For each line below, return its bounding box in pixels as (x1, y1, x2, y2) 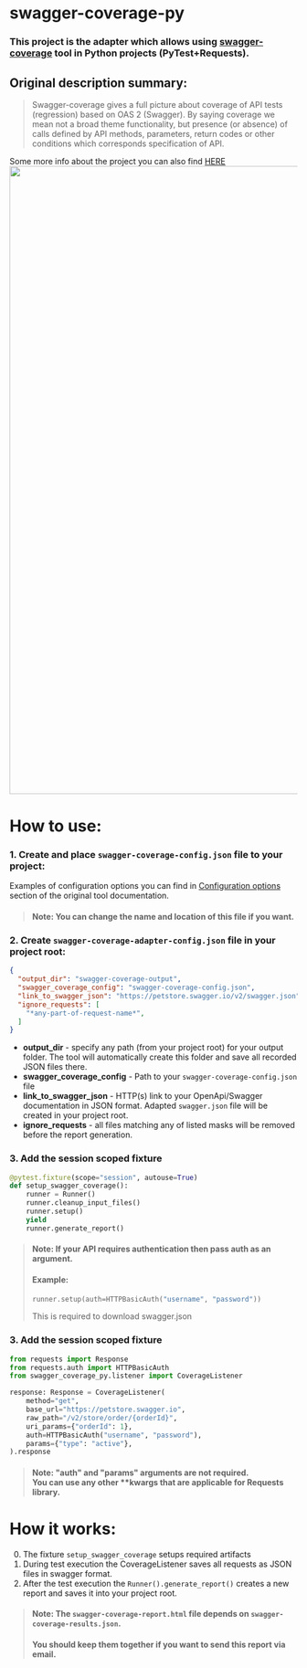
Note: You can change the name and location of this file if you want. (31, 912, 294, 922)
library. (31, 1486, 61, 1497)
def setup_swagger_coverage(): (9, 1181, 129, 1190)
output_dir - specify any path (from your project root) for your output (22, 1042, 284, 1053)
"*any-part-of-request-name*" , (26, 1008, 145, 1018)
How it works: (9, 1519, 117, 1539)
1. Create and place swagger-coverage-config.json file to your (9, 849, 283, 861)
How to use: (9, 816, 102, 837)
